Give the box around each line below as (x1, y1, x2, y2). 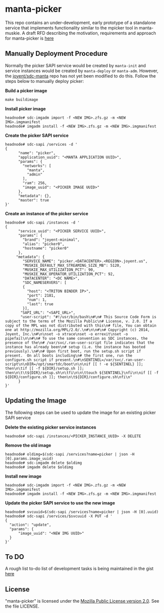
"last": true (26, 302, 54, 306)
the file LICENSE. (5, 603, 40, 609)
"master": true (18, 198, 49, 203)
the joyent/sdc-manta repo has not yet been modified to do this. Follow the (5, 73, 156, 79)
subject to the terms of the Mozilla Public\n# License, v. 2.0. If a (5, 319, 152, 324)
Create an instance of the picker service (5, 210, 89, 216)
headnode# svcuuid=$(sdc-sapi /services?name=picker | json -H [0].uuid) (5, 509, 159, 514)
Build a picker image (5, 87, 47, 94)
